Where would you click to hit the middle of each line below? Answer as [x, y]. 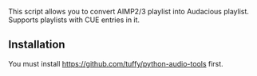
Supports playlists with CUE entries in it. [74, 20]
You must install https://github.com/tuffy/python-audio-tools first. [116, 63]
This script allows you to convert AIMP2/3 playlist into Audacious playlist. [129, 11]
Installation [37, 45]
